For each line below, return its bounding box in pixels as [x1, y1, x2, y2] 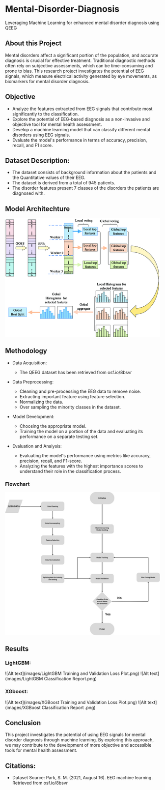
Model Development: [12, 413, 55, 419]
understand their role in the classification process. [19, 468, 121, 474]
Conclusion [5, 719, 41, 727]
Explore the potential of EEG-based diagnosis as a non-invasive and [12, 116, 150, 122]
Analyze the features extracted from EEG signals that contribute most [12, 106, 153, 112]
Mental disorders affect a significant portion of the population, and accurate [5, 52, 159, 58]
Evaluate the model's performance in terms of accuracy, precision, [12, 137, 147, 143]
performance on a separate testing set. [19, 434, 99, 439]
